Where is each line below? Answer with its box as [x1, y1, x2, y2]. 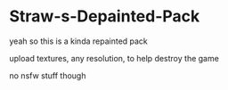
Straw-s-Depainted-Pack [9, 6, 200, 27]
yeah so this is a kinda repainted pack [9, 36, 149, 46]
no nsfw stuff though [9, 70, 86, 81]
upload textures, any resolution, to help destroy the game [9, 53, 220, 63]
